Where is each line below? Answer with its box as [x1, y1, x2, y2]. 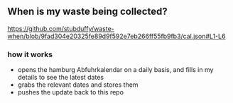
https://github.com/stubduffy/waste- [7, 24, 115, 32]
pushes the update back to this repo [17, 88, 124, 97]
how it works [7, 49, 53, 59]
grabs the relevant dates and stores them [17, 80, 139, 89]
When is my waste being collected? [7, 6, 168, 18]
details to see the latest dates [17, 73, 104, 82]
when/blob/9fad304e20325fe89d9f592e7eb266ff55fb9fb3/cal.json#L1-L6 [7, 32, 226, 40]
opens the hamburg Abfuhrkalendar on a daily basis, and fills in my [17, 66, 214, 74]
